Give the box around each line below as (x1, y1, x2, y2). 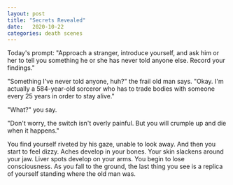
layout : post (7, 10, 45, 17)
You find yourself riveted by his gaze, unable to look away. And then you (7, 140, 216, 149)
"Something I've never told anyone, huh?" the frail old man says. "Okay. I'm (7, 77, 224, 86)
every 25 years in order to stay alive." (7, 92, 115, 101)
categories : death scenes (7, 29, 83, 37)
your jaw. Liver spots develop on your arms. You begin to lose (7, 155, 185, 163)
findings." (7, 64, 35, 72)
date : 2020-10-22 (7, 23, 64, 30)
